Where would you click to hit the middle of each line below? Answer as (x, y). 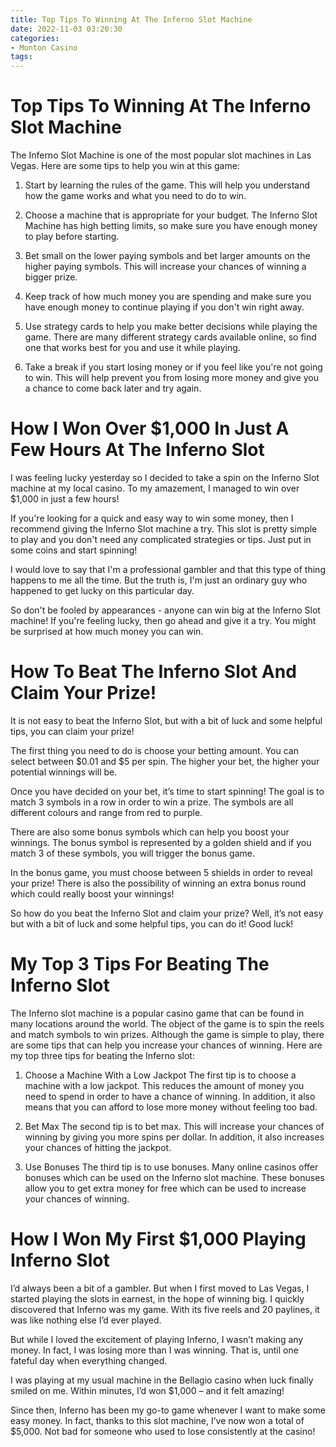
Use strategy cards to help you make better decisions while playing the (171, 327)
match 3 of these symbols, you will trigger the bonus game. (133, 853)
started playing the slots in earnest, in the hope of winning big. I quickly (157, 1298)
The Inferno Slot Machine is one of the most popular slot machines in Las (161, 155)
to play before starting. (72, 237)
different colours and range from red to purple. (106, 812)
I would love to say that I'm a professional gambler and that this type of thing (168, 569)
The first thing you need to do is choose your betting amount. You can (154, 750)
